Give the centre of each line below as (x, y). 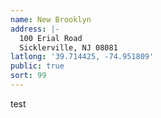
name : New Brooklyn (51, 19)
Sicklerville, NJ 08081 (68, 47)
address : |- (35, 29)
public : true (37, 66)
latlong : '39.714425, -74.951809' (82, 57)
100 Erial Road (51, 38)
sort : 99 (28, 76)
